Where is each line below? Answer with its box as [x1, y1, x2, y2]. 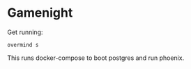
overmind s [7, 41, 39, 48]
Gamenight [7, 5, 73, 21]
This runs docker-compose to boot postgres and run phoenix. [7, 54, 185, 62]
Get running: [7, 28, 43, 36]
